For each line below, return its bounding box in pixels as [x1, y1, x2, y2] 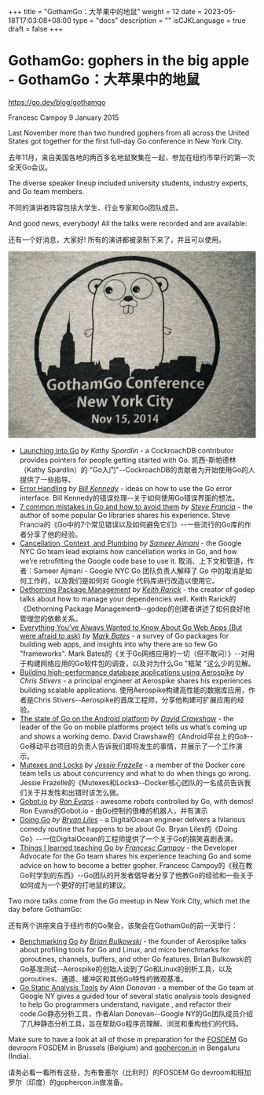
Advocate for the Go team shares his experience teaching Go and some [19, 851, 251, 861]
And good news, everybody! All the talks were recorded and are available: [8, 218, 247, 228]
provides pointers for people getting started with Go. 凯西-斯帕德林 [19, 456, 236, 465]
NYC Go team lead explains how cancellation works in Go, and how [19, 547, 237, 557]
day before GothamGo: [8, 905, 82, 914]
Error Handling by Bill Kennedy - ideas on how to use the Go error [19, 484, 233, 493]
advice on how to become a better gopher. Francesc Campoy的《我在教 [19, 861, 253, 870]
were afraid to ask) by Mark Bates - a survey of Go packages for [19, 631, 229, 641]
